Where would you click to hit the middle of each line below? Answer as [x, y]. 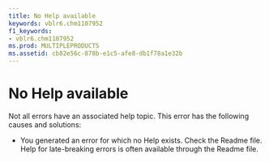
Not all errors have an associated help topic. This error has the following [129, 116]
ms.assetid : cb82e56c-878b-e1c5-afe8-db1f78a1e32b [96, 53]
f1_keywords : [30, 31]
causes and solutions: [45, 124]
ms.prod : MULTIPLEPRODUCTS [54, 46]
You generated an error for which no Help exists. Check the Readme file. [141, 140]
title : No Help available [52, 16]
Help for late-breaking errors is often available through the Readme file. [139, 149]
